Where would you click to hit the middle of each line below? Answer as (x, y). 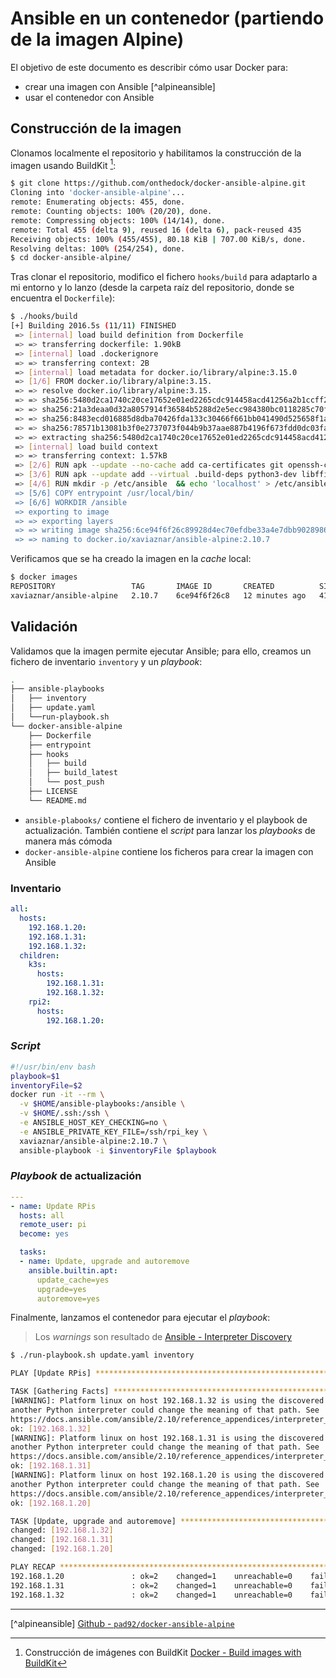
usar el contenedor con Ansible (89, 97)
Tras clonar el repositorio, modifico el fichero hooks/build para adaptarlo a (164, 277)
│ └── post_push (66, 782)
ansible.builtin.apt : (73, 1270)
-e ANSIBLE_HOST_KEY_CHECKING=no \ (93, 1123)
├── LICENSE (53, 792)
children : (39, 955)
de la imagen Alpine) (97, 39)
